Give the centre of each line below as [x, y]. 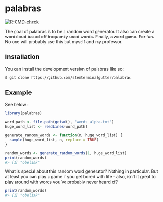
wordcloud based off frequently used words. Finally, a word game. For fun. [80, 37]
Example [18, 93]
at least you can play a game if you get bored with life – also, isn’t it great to [81, 177]
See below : [17, 104]
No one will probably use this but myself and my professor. [64, 41]
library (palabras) [24, 113]
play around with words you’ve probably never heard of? [62, 182]
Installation [22, 57]
